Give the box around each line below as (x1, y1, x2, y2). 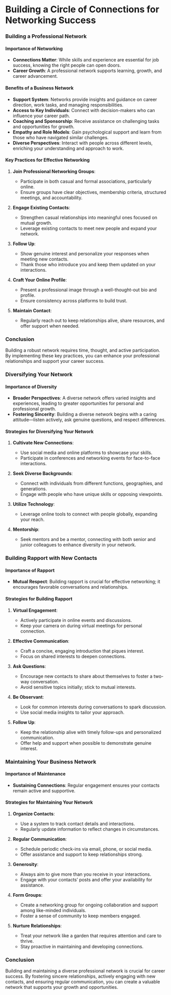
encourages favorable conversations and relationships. (12, 584, 129, 590)
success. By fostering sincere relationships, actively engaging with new (5, 974, 156, 980)
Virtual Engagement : (12, 607, 58, 613)
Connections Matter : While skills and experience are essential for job (12, 57, 159, 63)
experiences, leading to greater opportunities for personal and (12, 400, 144, 406)
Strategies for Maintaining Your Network (5, 799, 93, 806)
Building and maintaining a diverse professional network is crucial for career (5, 968, 165, 974)
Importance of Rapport (5, 567, 55, 573)
